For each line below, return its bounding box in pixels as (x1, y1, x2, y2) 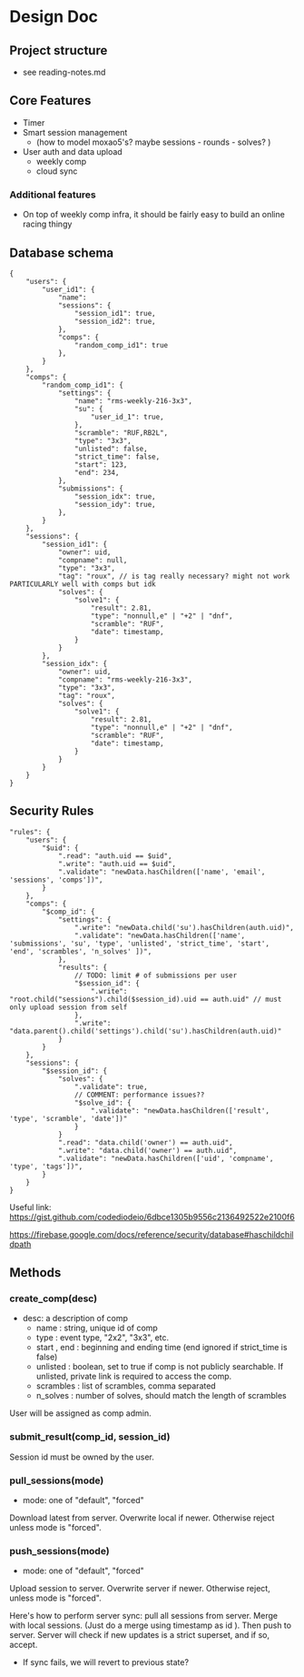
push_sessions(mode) (9, 1544, 111, 1557)
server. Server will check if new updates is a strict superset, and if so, (9, 1630, 270, 1641)
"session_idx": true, (74, 491, 156, 501)
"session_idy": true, (74, 500, 156, 509)
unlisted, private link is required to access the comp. (35, 1371, 232, 1382)
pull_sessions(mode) (9, 1474, 104, 1487)
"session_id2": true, (74, 317, 156, 326)
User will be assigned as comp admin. (9, 1408, 152, 1419)
